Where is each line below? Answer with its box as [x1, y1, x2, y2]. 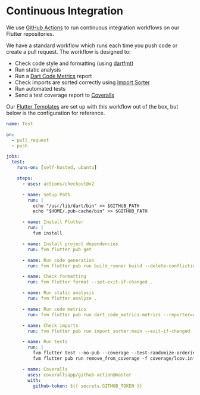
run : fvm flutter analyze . [27, 295, 97, 302]
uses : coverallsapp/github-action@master [27, 372, 132, 378]
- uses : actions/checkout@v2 [21, 181, 95, 187]
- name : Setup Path [21, 192, 70, 197]
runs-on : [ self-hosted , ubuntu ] [17, 165, 97, 171]
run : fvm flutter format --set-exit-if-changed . [27, 279, 153, 285]
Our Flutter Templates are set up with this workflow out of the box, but [6, 103, 179, 110]
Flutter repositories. [6, 30, 55, 37]
